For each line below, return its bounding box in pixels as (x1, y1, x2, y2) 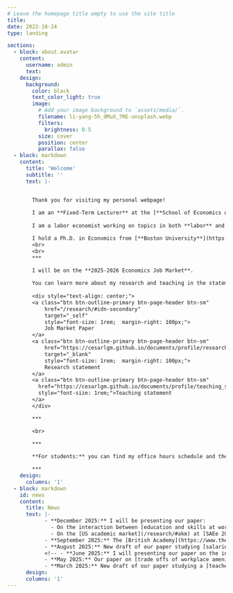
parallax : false (37, 145, 85, 153)
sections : (7, 42, 36, 49)
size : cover (37, 133, 73, 140)
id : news (19, 492, 45, 498)
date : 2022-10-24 (7, 23, 58, 30)
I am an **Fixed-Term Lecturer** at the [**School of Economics (32, 209, 222, 216)
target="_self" (44, 312, 89, 319)
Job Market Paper (44, 325, 95, 332)
